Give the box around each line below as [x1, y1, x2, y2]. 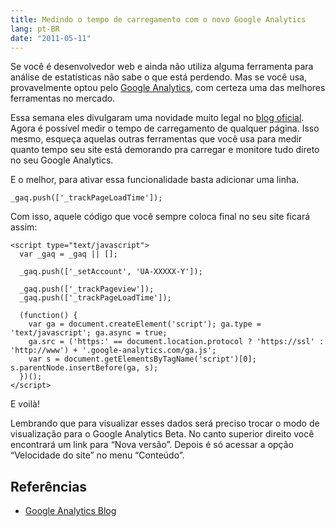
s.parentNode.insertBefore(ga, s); [10, 363, 159, 373]
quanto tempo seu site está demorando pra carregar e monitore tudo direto [10, 144, 320, 156]
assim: [10, 221, 38, 233]
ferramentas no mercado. [10, 92, 116, 105]
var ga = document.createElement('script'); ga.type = [28, 319, 262, 330]
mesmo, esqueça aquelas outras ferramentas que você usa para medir [10, 133, 302, 145]
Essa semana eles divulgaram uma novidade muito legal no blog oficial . [10, 112, 305, 124]
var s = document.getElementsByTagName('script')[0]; [28, 354, 257, 365]
